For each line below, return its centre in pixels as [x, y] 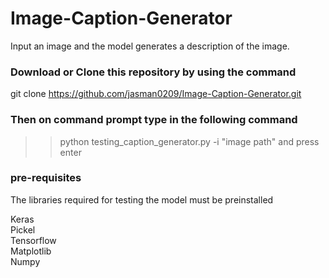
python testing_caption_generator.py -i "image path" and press [189, 141]
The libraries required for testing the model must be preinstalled [142, 199]
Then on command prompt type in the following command [154, 120]
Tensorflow [33, 240]
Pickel [23, 229]
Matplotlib [31, 251]
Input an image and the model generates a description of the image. [150, 46]
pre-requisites [46, 178]
